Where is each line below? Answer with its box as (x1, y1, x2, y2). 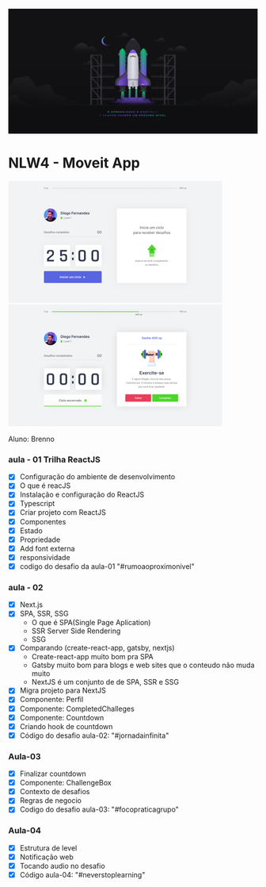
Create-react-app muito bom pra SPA (31, 652, 154, 662)
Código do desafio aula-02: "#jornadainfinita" (19, 731, 169, 740)
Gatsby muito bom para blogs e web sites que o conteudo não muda (31, 660, 255, 670)
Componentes (19, 516, 66, 526)
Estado (19, 525, 44, 536)
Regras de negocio (19, 796, 82, 805)
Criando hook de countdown (19, 721, 113, 731)
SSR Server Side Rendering (31, 626, 121, 635)
